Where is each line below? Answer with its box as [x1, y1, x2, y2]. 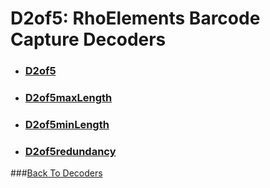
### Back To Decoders [10, 167, 103, 179]
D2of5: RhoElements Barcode [10, 7, 261, 30]
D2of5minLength [24, 117, 110, 131]
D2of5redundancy [24, 144, 117, 158]
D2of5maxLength [24, 91, 113, 105]
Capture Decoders [10, 28, 167, 51]
